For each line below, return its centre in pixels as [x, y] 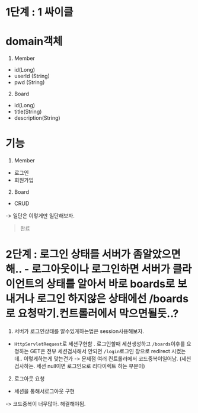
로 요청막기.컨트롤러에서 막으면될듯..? [92, 314]
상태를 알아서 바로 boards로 [111, 284]
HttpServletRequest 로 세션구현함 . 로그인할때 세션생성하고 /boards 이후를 [100, 344]
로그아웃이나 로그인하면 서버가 [100, 269]
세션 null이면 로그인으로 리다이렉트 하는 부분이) [91, 366]
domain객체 [34, 41]
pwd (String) [29, 82]
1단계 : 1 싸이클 [39, 12]
